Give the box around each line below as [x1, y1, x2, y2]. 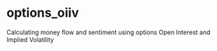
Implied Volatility [6, 35, 54, 43]
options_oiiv [6, 5, 80, 21]
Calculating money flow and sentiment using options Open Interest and [6, 28, 211, 36]
